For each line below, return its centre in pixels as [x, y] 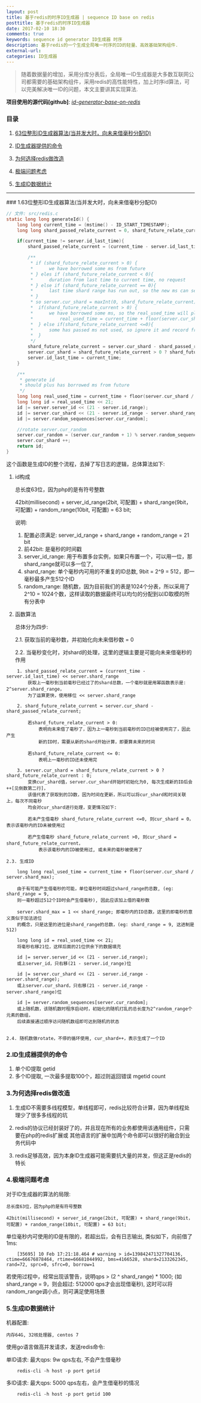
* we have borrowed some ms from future [88, 268]
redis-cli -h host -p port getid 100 [64, 1394]
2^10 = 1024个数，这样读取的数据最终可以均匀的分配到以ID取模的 [104, 594]
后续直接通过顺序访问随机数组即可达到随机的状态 [68, 1021]
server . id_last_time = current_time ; [74, 358]
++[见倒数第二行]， [27, 788]
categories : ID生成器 [32, 56]
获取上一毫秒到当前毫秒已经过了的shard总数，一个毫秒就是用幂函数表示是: [107, 683]
